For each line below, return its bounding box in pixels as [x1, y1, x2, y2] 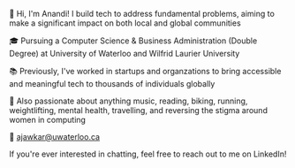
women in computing [9, 115, 87, 125]
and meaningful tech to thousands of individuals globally [9, 79, 216, 88]
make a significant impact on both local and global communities [9, 18, 241, 28]
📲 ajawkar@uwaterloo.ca [9, 132, 100, 141]
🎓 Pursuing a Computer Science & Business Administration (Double [9, 35, 258, 46]
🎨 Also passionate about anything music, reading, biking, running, [9, 95, 248, 106]
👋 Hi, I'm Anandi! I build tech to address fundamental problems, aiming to [9, 9, 276, 19]
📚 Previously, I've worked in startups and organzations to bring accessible [9, 66, 282, 76]
